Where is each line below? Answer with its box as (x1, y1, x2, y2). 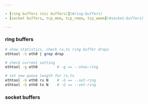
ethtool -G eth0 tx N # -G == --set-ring (5, 83, 96, 88)
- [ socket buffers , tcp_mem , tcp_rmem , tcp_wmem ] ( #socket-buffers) (5, 15, 144, 21)
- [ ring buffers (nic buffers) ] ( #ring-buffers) (5, 11, 103, 16)
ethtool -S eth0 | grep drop (5, 51, 64, 56)
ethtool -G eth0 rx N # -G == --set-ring (5, 78, 96, 83)
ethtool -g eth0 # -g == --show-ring (5, 65, 98, 70)
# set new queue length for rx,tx (5, 74, 75, 78)
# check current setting (5, 60, 55, 65)
